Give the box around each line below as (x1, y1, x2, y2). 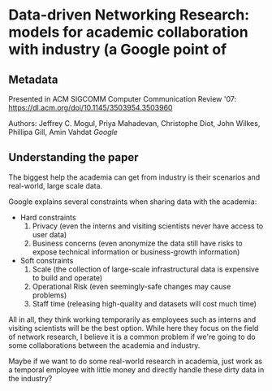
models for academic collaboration (8, 23, 249, 41)
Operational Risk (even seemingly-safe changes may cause (32, 281, 231, 291)
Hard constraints (19, 212, 76, 222)
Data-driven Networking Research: (8, 6, 250, 24)
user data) (32, 229, 67, 239)
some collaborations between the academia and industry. (8, 340, 201, 350)
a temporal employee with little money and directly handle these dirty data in (8, 364, 265, 375)
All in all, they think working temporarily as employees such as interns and (8, 315, 257, 324)
